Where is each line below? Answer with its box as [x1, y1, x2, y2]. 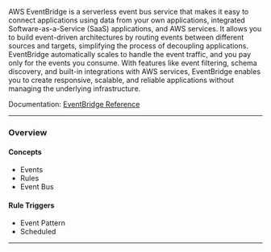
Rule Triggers [8, 200, 55, 210]
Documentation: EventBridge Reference [8, 100, 140, 109]
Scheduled [19, 227, 56, 237]
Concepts [8, 147, 42, 156]
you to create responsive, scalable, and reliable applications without [8, 76, 235, 85]
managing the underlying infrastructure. [8, 84, 141, 93]
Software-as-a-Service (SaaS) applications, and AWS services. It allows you [8, 24, 262, 33]
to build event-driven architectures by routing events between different [8, 32, 244, 42]
